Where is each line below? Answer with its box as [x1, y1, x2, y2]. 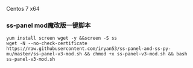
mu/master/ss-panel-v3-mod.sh [6, 51, 83, 57]
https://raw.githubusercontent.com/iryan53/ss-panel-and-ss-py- [6, 46, 171, 52]
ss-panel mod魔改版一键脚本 [6, 21, 91, 29]
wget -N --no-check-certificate [6, 40, 87, 47]
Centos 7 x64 [6, 5, 40, 12]
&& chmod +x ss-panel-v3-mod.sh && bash [84, 51, 188, 57]
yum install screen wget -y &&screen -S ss [6, 36, 118, 42]
